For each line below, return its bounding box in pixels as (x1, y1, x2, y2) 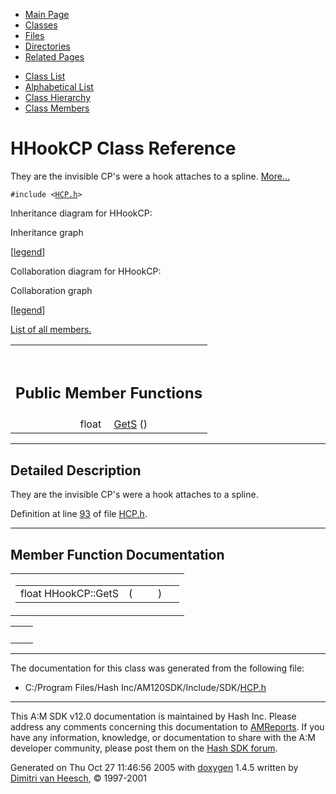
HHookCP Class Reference (10, 137, 237, 160)
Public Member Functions (15, 383, 203, 403)
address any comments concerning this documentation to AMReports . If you (10, 721, 325, 733)
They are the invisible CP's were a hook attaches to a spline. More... (10, 170, 290, 182)
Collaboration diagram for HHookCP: (10, 265, 162, 277)
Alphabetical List (24, 81, 94, 93)
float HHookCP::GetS (20, 587, 120, 601)
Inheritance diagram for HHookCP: (10, 207, 153, 219)
